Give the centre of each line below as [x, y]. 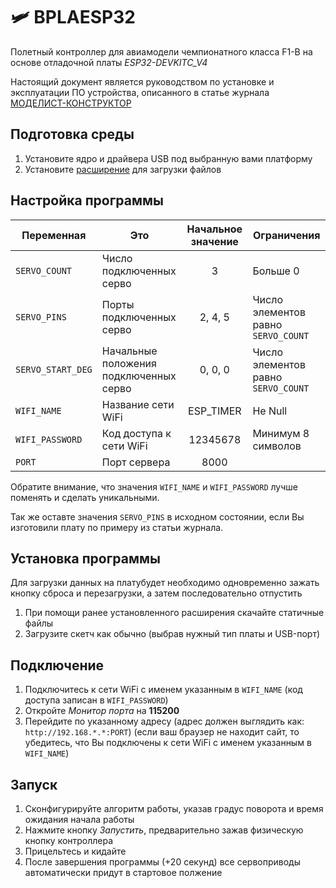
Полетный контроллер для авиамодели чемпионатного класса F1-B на [161, 51]
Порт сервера [136, 462]
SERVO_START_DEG [54, 369]
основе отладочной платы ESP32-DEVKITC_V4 [109, 62]
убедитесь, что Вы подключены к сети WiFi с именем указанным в [168, 743]
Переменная [54, 235]
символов [277, 446]
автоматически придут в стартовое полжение [123, 872]
